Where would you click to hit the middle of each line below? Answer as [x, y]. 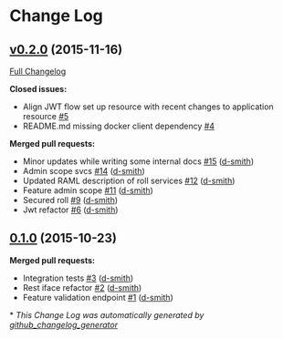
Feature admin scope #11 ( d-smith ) [88, 190]
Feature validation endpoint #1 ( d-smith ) [98, 297]
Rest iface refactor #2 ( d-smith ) [82, 287]
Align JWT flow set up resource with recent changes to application [148, 107]
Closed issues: [38, 89]
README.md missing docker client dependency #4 [119, 126]
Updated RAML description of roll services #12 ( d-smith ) [129, 180]
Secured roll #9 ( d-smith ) [70, 200]
